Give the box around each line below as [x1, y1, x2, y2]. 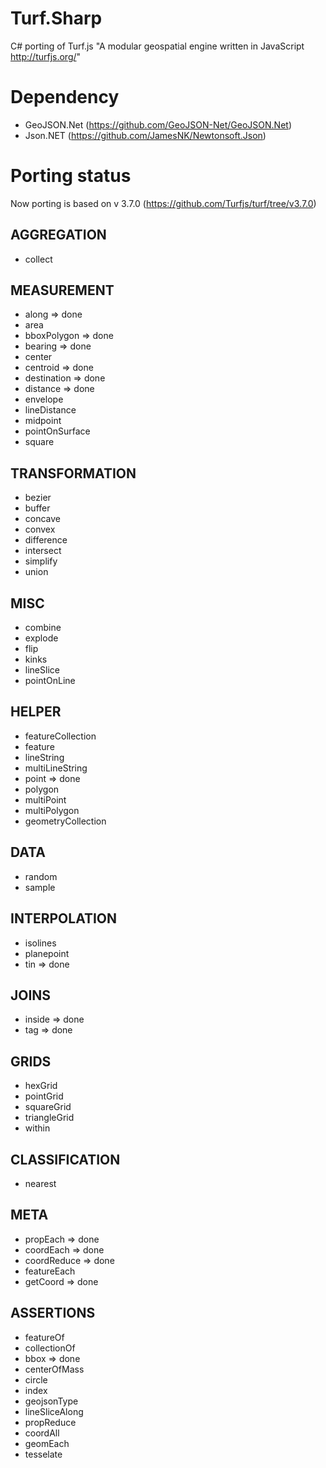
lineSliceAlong [24, 1405, 84, 1417]
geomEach [24, 1437, 70, 1449]
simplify [24, 555, 58, 567]
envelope [24, 393, 64, 406]
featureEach [24, 1265, 76, 1277]
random [24, 870, 58, 882]
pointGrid [24, 1090, 64, 1102]
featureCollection [24, 730, 97, 742]
